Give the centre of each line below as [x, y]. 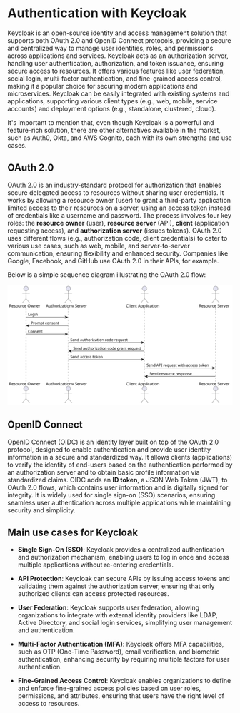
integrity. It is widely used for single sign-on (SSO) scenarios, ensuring [111, 495]
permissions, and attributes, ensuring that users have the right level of [121, 696]
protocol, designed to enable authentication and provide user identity [109, 449]
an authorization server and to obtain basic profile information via [104, 472]
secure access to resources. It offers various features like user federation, [116, 71]
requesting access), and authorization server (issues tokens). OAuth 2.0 [115, 231]
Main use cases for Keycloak [73, 532]
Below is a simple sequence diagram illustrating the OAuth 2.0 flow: [106, 274]
